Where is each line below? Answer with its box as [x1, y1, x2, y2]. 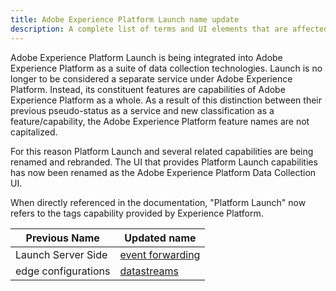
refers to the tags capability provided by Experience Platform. [10, 207, 264, 219]
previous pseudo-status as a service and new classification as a [10, 104, 275, 116]
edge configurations [15, 264, 111, 278]
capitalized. [10, 126, 58, 138]
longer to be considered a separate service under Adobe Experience [10, 72, 293, 85]
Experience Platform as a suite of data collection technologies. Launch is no [10, 62, 323, 74]
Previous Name [25, 231, 100, 245]
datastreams [119, 264, 179, 278]
